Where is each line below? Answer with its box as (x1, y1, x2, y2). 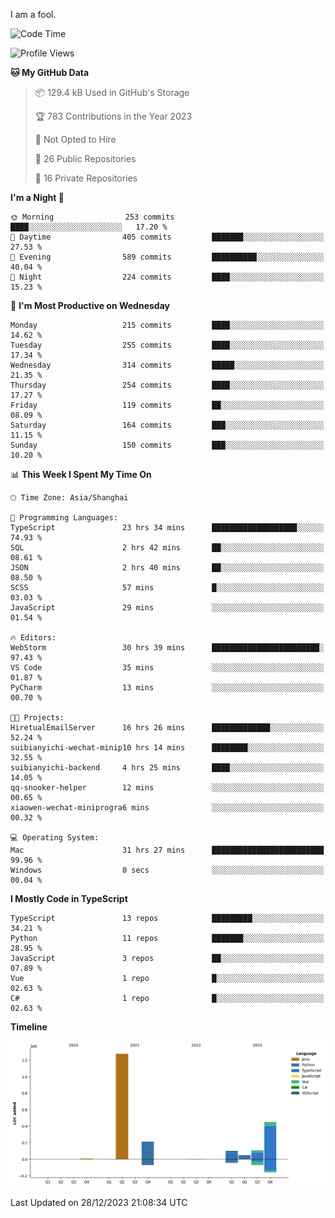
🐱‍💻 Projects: (10, 713, 65, 723)
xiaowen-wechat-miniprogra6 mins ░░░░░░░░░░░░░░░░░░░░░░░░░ (10, 803, 325, 813)
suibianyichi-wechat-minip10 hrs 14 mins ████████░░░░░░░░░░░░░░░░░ (10, 743, 325, 753)
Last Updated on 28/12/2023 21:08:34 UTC (10, 1196, 188, 1208)
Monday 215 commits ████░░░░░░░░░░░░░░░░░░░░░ (10, 320, 325, 330)
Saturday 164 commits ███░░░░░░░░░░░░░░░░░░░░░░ (10, 420, 325, 430)
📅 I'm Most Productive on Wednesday (10, 300, 170, 311)
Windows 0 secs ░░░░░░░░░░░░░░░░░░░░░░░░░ (10, 865, 325, 875)
